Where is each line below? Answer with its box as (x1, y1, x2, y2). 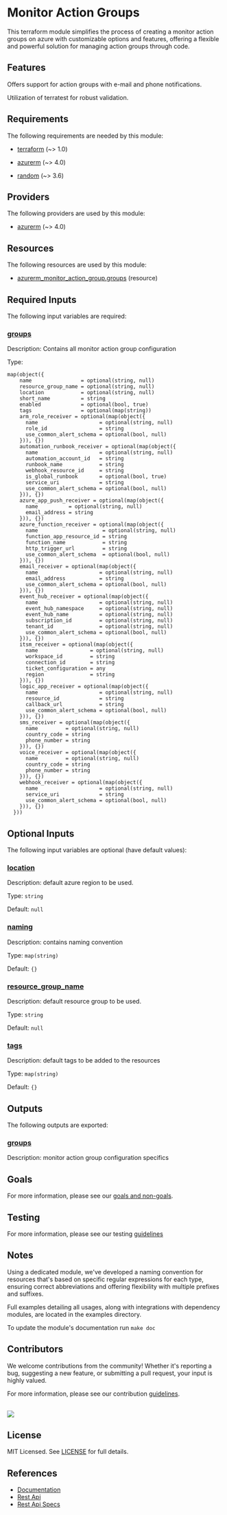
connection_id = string (25, 659, 115, 666)
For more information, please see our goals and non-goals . (7, 1191, 174, 1200)
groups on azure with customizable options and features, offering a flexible (7, 34, 219, 43)
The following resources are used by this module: (7, 260, 147, 269)
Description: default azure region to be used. (7, 879, 134, 887)
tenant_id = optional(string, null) (25, 623, 174, 630)
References (7, 1467, 58, 1479)
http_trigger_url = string (25, 545, 128, 553)
